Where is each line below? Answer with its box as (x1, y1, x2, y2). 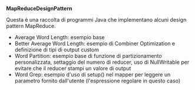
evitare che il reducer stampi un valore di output (14, 65, 131, 72)
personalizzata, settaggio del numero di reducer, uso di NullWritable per (14, 58, 190, 65)
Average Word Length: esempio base (14, 34, 105, 40)
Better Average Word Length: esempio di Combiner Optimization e (14, 40, 176, 47)
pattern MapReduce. (6, 23, 56, 29)
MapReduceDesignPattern (6, 5, 72, 12)
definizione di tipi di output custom (14, 46, 99, 53)
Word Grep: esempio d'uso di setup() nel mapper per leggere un (14, 71, 171, 78)
